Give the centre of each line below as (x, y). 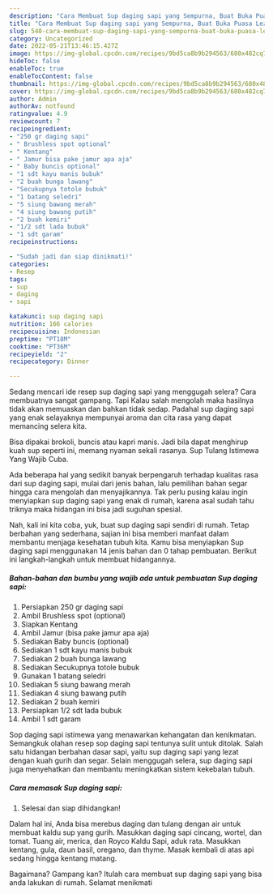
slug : (18, 31)
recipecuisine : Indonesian (55, 332)
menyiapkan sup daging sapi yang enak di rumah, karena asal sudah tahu (132, 501)
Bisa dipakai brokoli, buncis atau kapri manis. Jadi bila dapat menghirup (129, 442)
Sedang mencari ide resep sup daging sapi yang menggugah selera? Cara (133, 392)
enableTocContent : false (51, 76)
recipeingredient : (40, 129)
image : (20, 53)
